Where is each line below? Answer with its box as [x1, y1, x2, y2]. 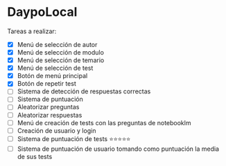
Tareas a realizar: [7, 27, 57, 35]
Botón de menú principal [17, 72, 88, 80]
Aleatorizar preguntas [17, 103, 80, 111]
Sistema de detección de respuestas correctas [17, 87, 151, 95]
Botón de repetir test [17, 80, 76, 88]
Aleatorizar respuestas [17, 111, 82, 119]
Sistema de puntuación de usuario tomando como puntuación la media [17, 145, 220, 153]
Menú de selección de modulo [17, 48, 104, 56]
